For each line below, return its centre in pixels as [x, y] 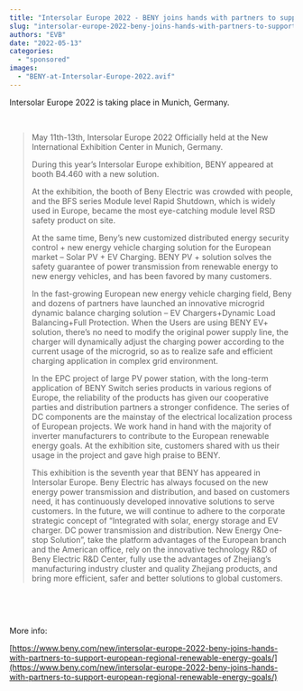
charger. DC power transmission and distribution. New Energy [146, 530]
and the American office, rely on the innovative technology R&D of [154, 549]
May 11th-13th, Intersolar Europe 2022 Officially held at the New [150, 137]
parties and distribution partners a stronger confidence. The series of [161, 406]
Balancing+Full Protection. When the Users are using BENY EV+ [150, 322]
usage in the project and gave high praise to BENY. [126, 455]
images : [24, 69]
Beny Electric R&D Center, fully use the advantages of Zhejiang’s [151, 559]
